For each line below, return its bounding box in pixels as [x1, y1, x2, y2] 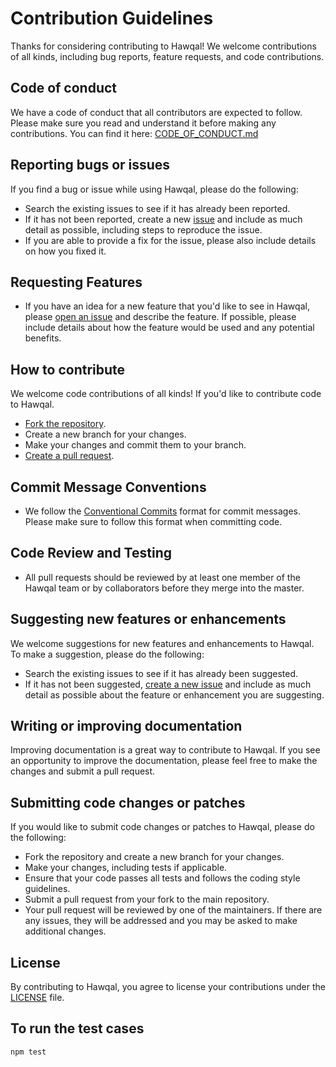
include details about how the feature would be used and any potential [24, 322, 315, 334]
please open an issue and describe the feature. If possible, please [24, 311, 297, 323]
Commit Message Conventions [10, 478, 207, 496]
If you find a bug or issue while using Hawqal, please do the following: [10, 183, 299, 195]
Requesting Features [10, 273, 143, 291]
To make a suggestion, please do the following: [10, 648, 205, 660]
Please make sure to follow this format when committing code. [24, 516, 283, 527]
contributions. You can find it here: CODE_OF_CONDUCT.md [10, 127, 259, 139]
